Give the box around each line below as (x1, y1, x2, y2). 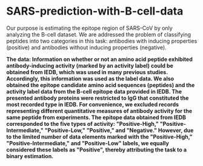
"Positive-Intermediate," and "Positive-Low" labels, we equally (6, 139, 170, 147)
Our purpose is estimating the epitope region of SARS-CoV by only (6, 24, 173, 32)
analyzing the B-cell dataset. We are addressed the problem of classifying (6, 30, 191, 38)
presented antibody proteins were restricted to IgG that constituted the (6, 94, 189, 102)
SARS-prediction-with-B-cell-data (6, 4, 184, 18)
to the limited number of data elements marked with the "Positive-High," (6, 133, 193, 140)
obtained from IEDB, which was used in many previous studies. (6, 68, 168, 75)
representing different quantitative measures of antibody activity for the (6, 107, 193, 114)
